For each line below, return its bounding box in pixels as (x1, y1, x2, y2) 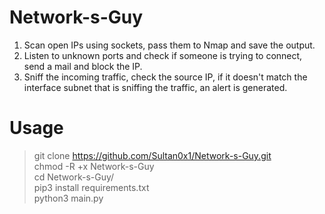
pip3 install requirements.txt (33, 181, 150, 193)
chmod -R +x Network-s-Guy (33, 160, 155, 172)
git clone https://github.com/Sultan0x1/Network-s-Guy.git (33, 149, 272, 161)
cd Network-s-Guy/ (33, 171, 115, 183)
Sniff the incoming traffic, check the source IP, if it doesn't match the (23, 71, 308, 83)
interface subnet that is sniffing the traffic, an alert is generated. (23, 81, 288, 93)
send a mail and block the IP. (23, 60, 143, 72)
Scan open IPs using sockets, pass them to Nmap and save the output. (23, 39, 316, 51)
